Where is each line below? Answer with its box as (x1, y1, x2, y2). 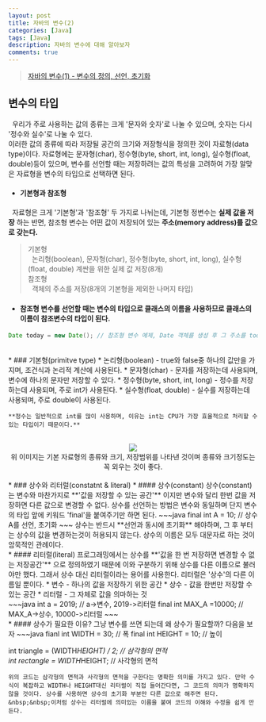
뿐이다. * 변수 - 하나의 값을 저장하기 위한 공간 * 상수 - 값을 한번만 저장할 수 (22, 580, 253, 590)
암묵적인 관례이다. (8, 540, 64, 550)
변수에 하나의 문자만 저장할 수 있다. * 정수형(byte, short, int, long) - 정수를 (8, 375, 239, 385)
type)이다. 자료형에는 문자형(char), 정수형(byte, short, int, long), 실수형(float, (8, 148, 251, 159)
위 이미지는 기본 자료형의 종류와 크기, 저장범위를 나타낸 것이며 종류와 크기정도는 (10, 452, 256, 462)
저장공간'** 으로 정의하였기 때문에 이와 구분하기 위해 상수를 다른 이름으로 (16, 560, 241, 570)
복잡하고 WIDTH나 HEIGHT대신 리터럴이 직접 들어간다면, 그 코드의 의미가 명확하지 (22, 682, 255, 690)
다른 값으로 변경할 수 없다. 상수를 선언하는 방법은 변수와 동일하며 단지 (28, 501, 243, 510)
